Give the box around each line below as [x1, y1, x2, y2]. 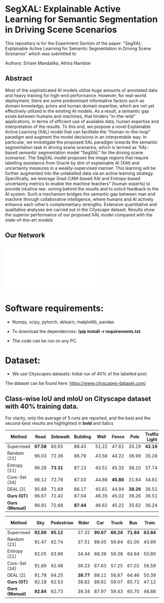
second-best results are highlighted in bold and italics [5, 420, 114, 426]
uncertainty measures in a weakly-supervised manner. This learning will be [5, 165, 156, 171]
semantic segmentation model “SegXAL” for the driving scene [19, 149, 143, 155]
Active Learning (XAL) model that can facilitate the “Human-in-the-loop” [5, 128, 150, 135]
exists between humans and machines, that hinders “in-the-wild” [5, 113, 136, 119]
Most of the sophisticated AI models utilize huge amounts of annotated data [5, 87, 158, 93]
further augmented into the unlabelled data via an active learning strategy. [5, 170, 154, 176]
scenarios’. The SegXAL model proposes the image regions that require [5, 155, 149, 161]
